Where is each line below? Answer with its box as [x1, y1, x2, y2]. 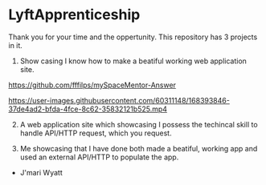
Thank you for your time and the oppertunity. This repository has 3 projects [8, 32, 258, 42]
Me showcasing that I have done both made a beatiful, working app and [19, 143, 258, 153]
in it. [8, 40, 23, 50]
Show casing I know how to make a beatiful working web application [19, 56, 248, 66]
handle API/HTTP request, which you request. [19, 128, 172, 138]
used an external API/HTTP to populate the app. [19, 152, 179, 162]
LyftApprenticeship [8, 6, 141, 24]
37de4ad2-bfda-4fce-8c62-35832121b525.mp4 [8, 104, 167, 114]
